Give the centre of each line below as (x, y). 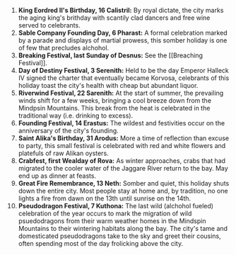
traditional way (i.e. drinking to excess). (76, 115)
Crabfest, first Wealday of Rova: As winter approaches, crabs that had (122, 161)
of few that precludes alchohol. (64, 48)
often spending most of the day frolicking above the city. (100, 243)
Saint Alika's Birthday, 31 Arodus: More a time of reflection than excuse (123, 138)
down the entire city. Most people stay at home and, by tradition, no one (123, 191)
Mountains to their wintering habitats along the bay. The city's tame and (123, 228)
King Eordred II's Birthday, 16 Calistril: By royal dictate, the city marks (121, 10)
